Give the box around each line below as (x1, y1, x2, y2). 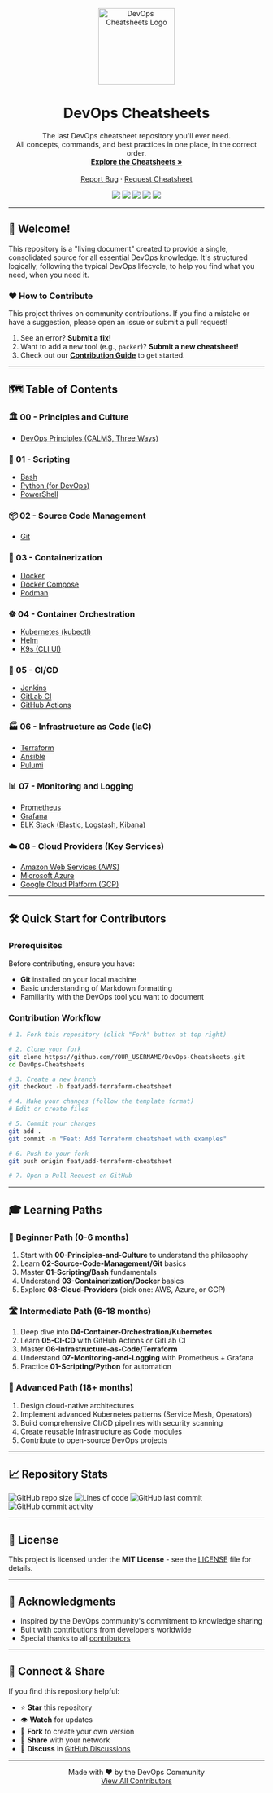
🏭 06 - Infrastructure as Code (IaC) (8, 721, 152, 732)
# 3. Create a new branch (8, 1075, 96, 1083)
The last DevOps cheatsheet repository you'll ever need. (41, 130, 232, 140)
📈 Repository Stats (8, 1467, 108, 1482)
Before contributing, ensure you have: (8, 958, 136, 969)
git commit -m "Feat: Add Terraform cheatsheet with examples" (8, 1135, 227, 1143)
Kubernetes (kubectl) (19, 626, 92, 636)
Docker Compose (19, 579, 80, 589)
